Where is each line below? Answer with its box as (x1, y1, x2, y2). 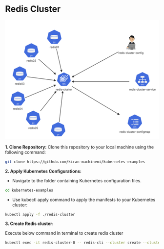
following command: (5, 149, 46, 155)
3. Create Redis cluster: (5, 221, 54, 226)
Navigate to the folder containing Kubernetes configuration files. (12, 177, 142, 183)
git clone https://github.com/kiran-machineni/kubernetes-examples (5, 159, 145, 164)
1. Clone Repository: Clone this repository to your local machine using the (5, 144, 154, 150)
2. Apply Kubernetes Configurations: (5, 168, 82, 174)
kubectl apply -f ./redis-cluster (5, 212, 76, 217)
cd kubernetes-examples (5, 188, 54, 193)
